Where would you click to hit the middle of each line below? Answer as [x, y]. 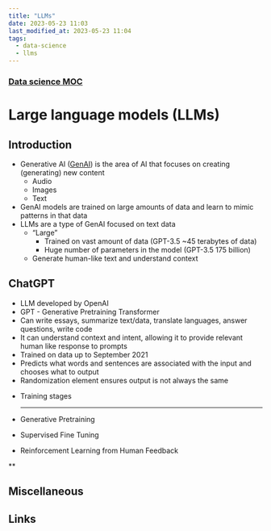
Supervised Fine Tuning [59, 435]
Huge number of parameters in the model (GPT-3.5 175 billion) [148, 249]
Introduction [40, 145]
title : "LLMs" [32, 16]
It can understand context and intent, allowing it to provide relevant [131, 337]
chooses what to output [59, 371]
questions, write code [56, 328]
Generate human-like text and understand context [115, 258]
